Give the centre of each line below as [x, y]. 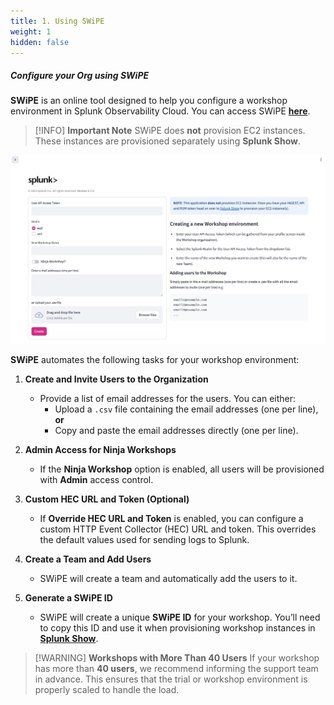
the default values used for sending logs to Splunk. [144, 540]
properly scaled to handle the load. [107, 690]
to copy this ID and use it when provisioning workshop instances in [177, 628]
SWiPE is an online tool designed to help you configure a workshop [149, 101]
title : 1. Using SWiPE [57, 21]
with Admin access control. [96, 480]
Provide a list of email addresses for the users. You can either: [168, 399]
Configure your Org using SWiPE [80, 75]
